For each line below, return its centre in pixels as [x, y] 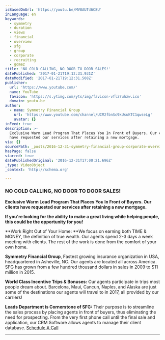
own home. [16, 247]
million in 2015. [20, 272]
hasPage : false [21, 151]
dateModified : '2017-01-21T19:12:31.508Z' [49, 78]
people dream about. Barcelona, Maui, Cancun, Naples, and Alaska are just [81, 287]
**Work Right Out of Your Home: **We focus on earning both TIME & [76, 231]
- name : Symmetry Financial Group [45, 110]
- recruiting [23, 60]
